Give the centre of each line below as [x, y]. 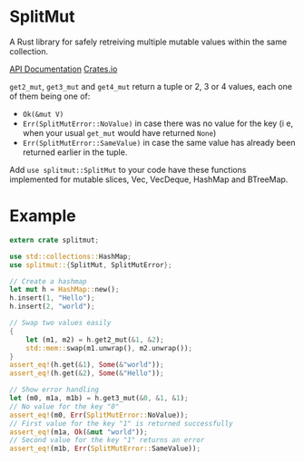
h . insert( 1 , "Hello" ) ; [52, 298]
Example [43, 216]
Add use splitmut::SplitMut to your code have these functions [128, 169]
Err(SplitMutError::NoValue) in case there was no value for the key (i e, [157, 123]
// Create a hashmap [49, 281]
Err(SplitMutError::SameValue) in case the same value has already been [159, 142]
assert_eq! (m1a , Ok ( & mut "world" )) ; [78, 432]
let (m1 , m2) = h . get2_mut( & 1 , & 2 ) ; [95, 340]
